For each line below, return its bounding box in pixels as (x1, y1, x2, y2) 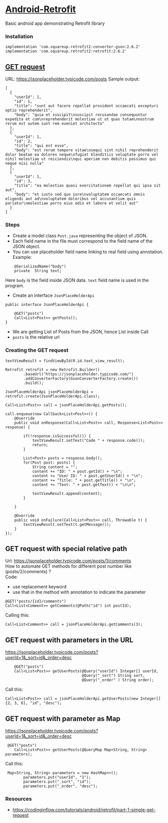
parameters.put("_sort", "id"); (23, 780, 92, 785)
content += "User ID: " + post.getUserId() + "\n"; (32, 473, 143, 478)
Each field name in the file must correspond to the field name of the (12, 238, 153, 244)
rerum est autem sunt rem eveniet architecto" (5, 121, 105, 126)
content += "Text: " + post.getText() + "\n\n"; (32, 482, 136, 487)
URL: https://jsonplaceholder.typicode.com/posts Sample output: (5, 76, 140, 82)
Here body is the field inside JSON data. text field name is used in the (5, 277, 149, 284)
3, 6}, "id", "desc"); (14, 701, 62, 706)
